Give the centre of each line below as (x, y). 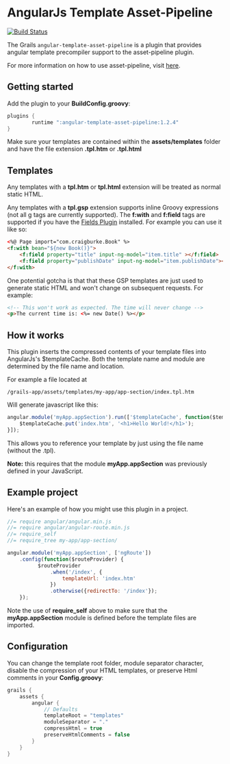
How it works (36, 335)
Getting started (40, 87)
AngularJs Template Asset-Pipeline (110, 13)
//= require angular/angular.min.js (59, 522)
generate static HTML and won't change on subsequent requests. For (105, 288)
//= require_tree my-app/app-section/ (62, 541)
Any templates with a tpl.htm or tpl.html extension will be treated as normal (114, 187)
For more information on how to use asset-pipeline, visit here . (94, 65)
